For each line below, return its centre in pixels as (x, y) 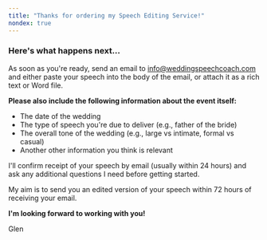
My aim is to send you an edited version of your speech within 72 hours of (130, 189)
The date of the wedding (60, 116)
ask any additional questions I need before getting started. (104, 174)
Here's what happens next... (65, 51)
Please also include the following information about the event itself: (122, 100)
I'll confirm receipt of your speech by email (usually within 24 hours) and (128, 165)
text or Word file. (36, 85)
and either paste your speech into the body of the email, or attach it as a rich (134, 77)
